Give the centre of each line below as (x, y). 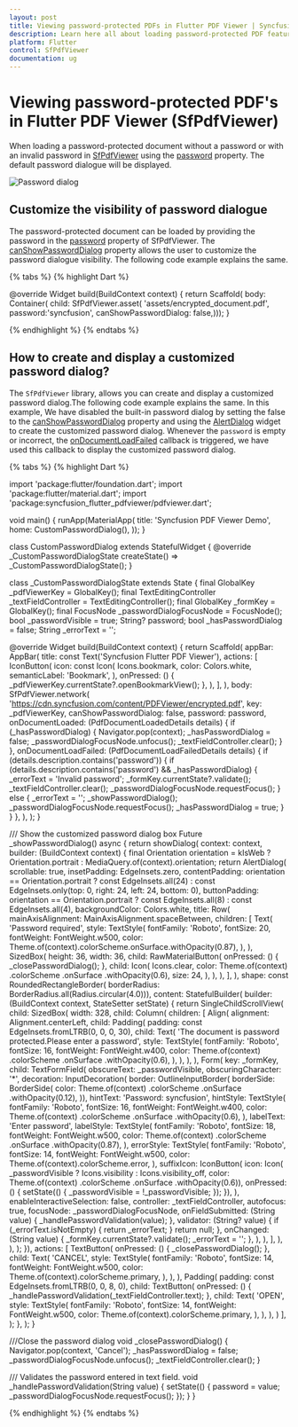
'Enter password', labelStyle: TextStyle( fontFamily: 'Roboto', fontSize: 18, (143, 1125)
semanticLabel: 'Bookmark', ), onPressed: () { (92, 675)
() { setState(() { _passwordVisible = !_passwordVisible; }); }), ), (124, 1192)
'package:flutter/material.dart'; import (78, 493)
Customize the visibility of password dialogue (138, 210)
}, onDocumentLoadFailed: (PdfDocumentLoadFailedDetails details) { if (139, 750)
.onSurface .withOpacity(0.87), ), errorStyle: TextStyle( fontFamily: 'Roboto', (148, 1144)
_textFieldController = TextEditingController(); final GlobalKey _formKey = (143, 601)
